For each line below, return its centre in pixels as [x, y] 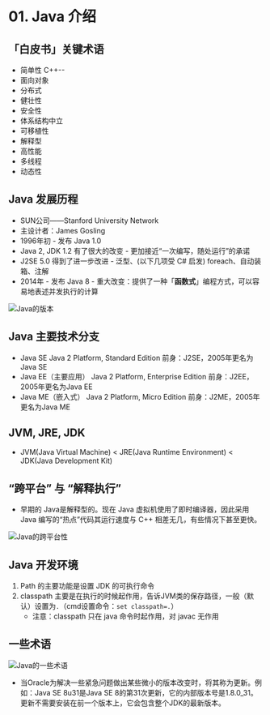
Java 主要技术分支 [54, 337]
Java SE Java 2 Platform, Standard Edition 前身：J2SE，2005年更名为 [137, 357]
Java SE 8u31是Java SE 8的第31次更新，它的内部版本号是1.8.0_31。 [146, 692]
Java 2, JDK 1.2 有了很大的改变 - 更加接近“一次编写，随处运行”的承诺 [135, 250]
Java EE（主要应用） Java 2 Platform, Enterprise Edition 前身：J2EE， [137, 376]
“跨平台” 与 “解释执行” [65, 488]
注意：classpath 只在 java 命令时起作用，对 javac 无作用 [126, 616]
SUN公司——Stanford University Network [89, 220]
